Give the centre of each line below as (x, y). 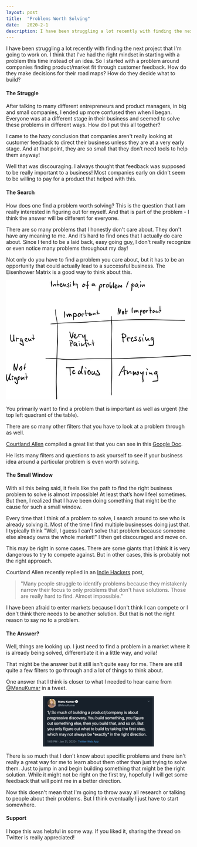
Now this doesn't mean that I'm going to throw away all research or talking (96, 792)
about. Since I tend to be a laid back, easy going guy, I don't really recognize (98, 242)
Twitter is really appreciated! (40, 837)
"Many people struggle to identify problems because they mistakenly (104, 584)
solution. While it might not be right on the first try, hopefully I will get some (97, 774)
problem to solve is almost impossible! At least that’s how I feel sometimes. (96, 494)
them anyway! (23, 155)
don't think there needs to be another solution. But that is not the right (90, 614)
